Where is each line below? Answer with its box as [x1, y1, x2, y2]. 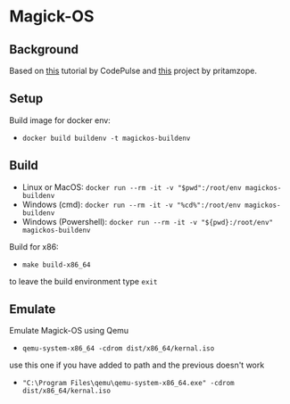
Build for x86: [9, 241, 60, 251]
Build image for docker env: [9, 114, 112, 126]
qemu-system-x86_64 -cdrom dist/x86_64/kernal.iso [21, 344, 215, 353]
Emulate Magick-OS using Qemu [9, 326, 129, 336]
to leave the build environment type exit [9, 276, 158, 286]
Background [9, 42, 79, 57]
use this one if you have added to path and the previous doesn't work [9, 359, 265, 371]
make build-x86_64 [21, 260, 91, 269]
